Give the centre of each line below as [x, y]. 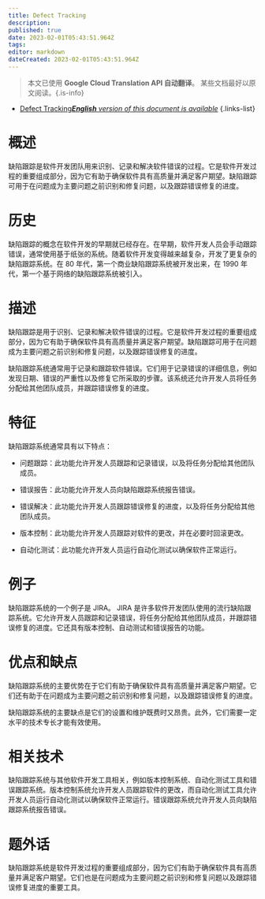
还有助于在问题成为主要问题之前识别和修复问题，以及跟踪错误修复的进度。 [136, 696]
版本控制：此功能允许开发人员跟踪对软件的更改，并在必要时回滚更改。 [134, 532]
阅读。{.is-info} [59, 92]
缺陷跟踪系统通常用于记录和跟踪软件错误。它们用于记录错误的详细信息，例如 [132, 368]
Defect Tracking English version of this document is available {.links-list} [137, 108]
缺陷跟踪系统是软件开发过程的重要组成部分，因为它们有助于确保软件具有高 [129, 867]
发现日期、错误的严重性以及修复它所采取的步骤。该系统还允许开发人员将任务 [132, 378]
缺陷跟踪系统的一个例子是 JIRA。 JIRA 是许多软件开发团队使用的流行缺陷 [126, 607]
